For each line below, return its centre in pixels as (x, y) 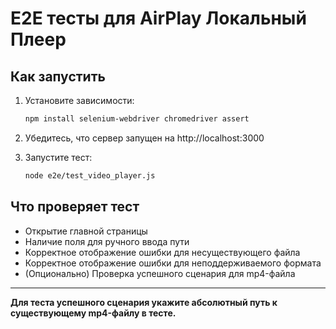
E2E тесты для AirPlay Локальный (158, 18)
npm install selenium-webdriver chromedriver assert (137, 119)
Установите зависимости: (79, 100)
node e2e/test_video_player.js (90, 175)
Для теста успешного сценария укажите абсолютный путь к (144, 302)
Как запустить (58, 76)
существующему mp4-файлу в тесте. (93, 313)
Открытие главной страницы (86, 231)
